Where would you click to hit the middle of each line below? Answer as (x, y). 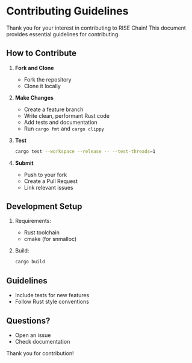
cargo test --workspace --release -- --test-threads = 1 (85, 151)
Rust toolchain (42, 233)
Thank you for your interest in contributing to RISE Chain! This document (96, 28)
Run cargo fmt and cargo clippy (64, 129)
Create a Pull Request (51, 181)
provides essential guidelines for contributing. (63, 34)
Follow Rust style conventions (52, 302)
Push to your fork (45, 175)
